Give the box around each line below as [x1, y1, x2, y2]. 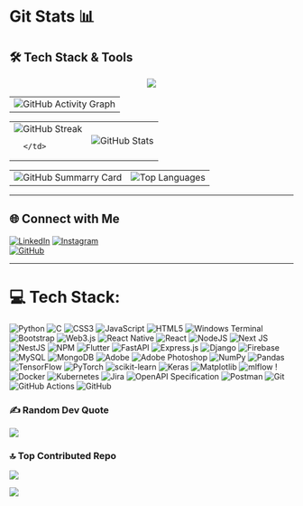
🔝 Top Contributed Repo [9, 449, 117, 462]
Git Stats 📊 [9, 6, 95, 27]
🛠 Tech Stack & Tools [9, 50, 133, 65]
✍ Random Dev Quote [9, 403, 110, 416]
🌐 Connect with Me [9, 211, 120, 227]
